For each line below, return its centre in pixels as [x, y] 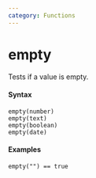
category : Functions [42, 15]
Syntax [20, 95]
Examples [25, 150]
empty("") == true [38, 166]
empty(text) [28, 118]
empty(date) [28, 132]
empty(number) [31, 112]
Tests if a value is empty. [48, 77]
